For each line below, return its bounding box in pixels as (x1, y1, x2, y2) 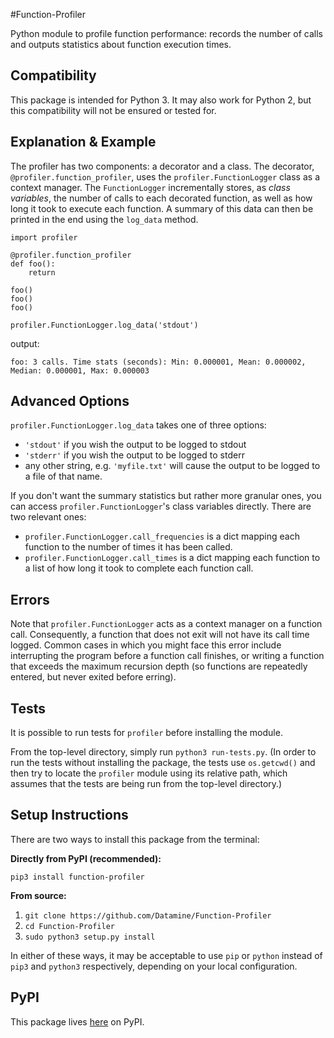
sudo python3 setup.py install (24, 932, 156, 942)
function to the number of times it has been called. (24, 541, 233, 553)
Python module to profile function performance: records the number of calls (10, 28, 323, 39)
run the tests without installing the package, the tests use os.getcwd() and (10, 757, 316, 769)
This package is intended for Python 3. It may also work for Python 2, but (10, 94, 312, 106)
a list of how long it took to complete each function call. (24, 562, 254, 574)
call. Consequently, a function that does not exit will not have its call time (10, 629, 310, 641)
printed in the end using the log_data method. (10, 213, 199, 225)
